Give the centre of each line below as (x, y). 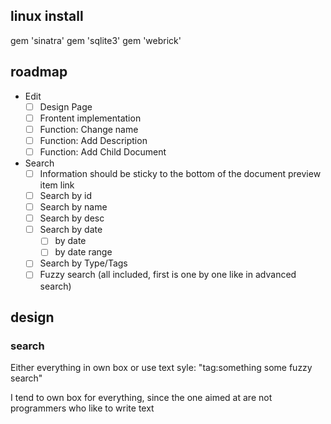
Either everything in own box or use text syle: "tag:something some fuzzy (161, 368)
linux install (47, 16)
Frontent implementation (90, 118)
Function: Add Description (93, 140)
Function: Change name (89, 129)
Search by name (73, 207)
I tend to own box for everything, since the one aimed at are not (141, 398)
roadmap (39, 72)
